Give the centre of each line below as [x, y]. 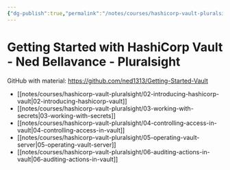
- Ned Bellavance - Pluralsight [94, 61]
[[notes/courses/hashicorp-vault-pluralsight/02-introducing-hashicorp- [118, 94]
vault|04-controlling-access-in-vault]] [71, 130]
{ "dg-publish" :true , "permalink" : [55, 13]
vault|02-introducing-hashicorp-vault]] [72, 101]
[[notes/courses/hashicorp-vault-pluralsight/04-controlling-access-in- [117, 123]
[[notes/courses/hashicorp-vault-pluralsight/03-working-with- [105, 108]
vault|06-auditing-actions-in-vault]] [67, 159]
